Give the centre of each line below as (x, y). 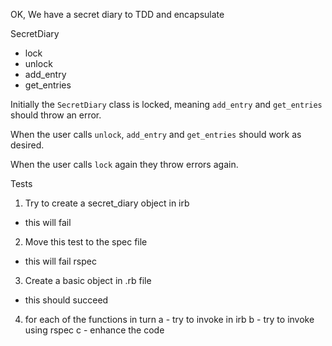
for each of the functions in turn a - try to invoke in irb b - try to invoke (169, 319)
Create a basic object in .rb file (88, 280)
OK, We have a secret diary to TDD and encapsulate (117, 14)
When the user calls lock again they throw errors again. (124, 164)
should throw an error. (56, 115)
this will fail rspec (60, 261)
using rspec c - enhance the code (94, 330)
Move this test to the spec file (86, 242)
